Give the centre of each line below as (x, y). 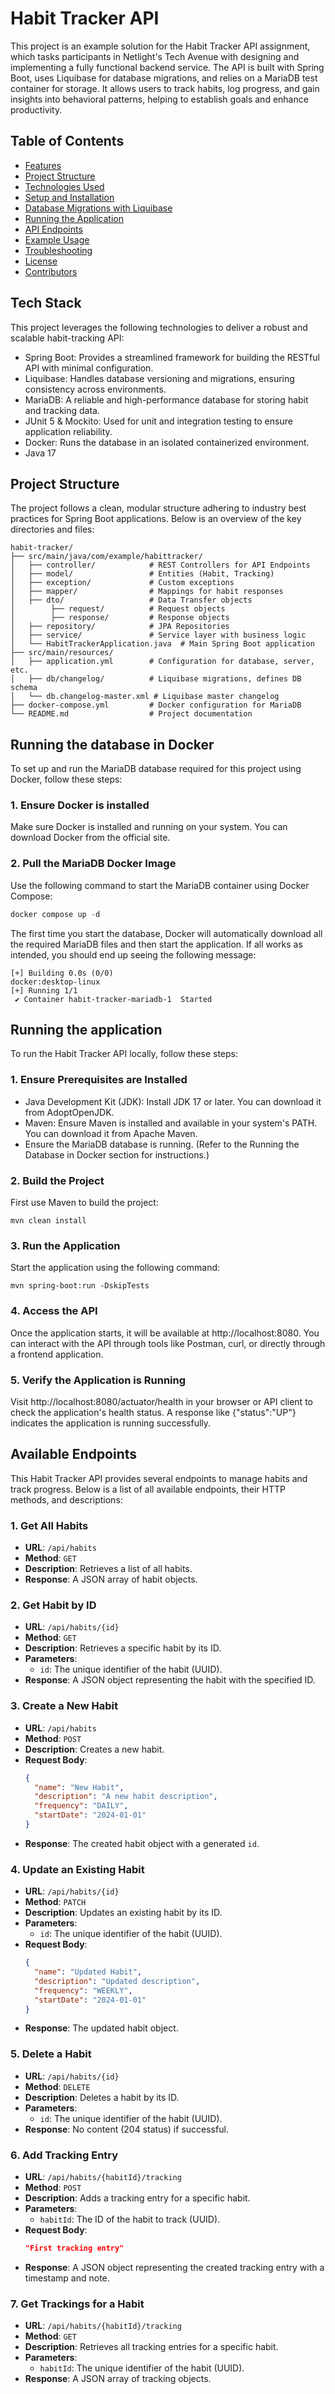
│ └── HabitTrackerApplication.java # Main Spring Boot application (162, 644)
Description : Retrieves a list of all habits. (108, 1569)
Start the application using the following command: (115, 1268)
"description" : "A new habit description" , (126, 1797)
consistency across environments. (95, 389)
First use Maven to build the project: (84, 1203)
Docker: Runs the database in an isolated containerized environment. (167, 442)
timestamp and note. (67, 2278)
